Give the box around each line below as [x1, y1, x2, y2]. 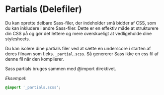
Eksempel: [5, 75, 26, 81]
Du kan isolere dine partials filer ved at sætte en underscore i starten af [5, 45, 151, 51]
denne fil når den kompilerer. [5, 56, 64, 62]
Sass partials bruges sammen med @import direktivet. [5, 66, 116, 72]
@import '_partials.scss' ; [5, 85, 61, 90]
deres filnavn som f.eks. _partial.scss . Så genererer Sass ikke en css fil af [5, 51, 159, 57]
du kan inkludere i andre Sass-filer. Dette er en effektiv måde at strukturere [5, 25, 159, 31]
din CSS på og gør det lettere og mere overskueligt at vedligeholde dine [5, 30, 152, 36]
